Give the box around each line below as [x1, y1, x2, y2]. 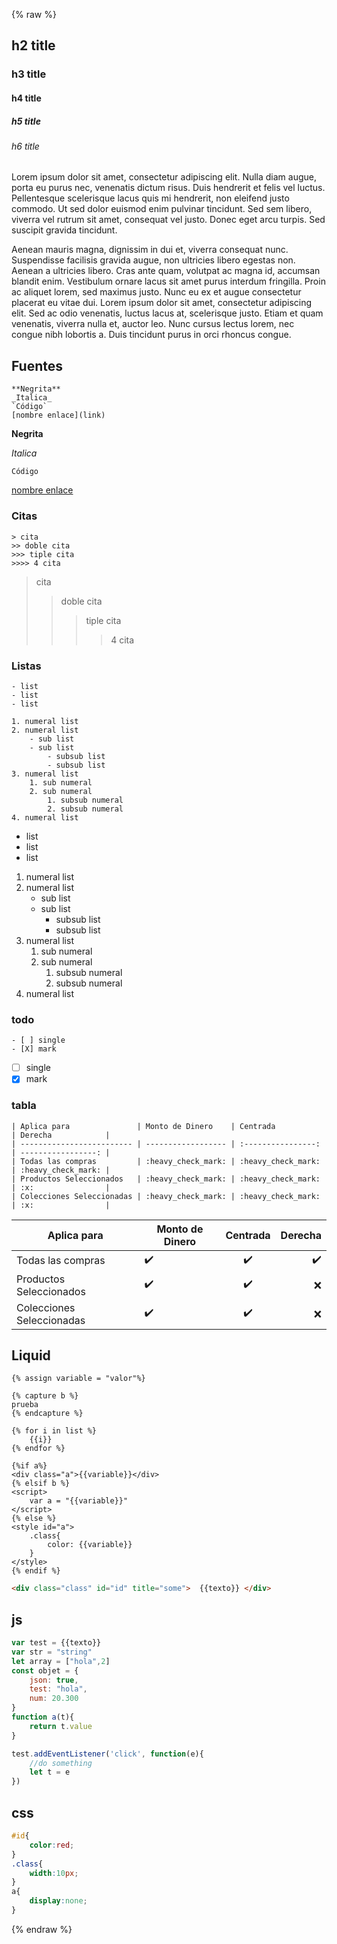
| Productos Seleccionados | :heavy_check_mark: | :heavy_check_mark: [11, 1174, 321, 1184]
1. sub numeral [29, 777, 93, 788]
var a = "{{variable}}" [29, 1496, 129, 1506]
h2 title [11, 37, 56, 54]
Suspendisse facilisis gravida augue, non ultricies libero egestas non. [11, 254, 296, 266]
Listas [11, 659, 42, 673]
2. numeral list [11, 725, 79, 735]
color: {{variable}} [47, 1540, 133, 1550]
